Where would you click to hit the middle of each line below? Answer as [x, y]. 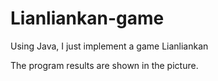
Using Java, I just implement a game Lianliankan [109, 46]
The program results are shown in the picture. [104, 65]
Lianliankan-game [87, 18]
